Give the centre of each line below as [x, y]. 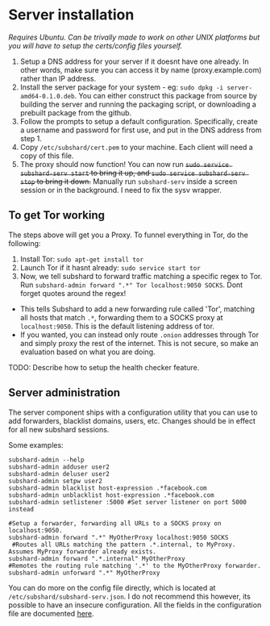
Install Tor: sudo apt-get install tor [81, 259]
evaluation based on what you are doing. [87, 352]
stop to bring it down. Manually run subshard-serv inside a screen [129, 181]
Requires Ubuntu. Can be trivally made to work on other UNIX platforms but [134, 37]
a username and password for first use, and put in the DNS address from [141, 130]
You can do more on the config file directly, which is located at [112, 587]
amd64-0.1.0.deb [47, 96]
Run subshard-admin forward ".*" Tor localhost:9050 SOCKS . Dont [131, 285]
